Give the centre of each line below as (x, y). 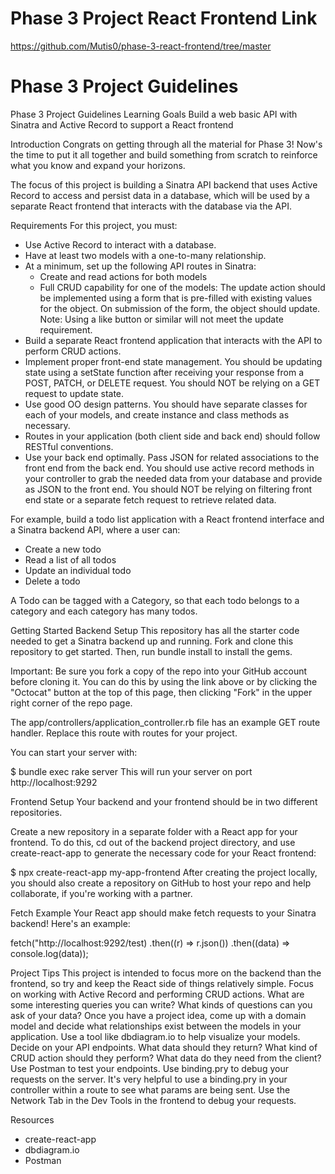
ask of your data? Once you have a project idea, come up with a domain (158, 1015)
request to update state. (74, 393)
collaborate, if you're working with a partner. (101, 893)
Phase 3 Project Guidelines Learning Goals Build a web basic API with (154, 114)
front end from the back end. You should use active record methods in (169, 468)
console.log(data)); (49, 953)
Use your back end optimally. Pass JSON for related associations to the (172, 457)
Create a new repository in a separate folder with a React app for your (154, 831)
